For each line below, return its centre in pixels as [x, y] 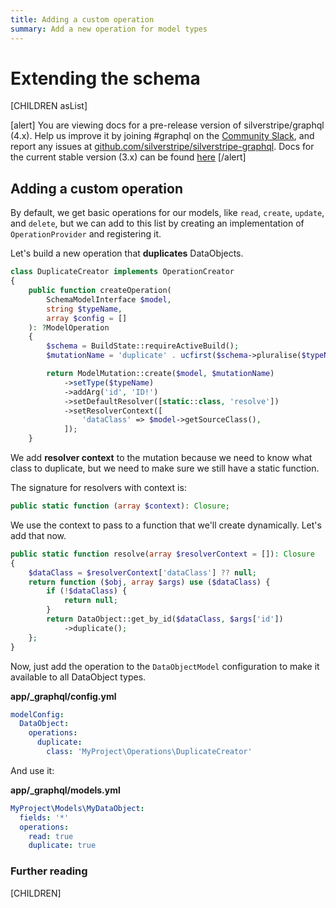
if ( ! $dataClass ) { [87, 591]
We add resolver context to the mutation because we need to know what [161, 457]
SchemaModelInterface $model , [109, 299]
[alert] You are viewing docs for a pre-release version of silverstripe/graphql [167, 125]
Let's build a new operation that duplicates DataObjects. [127, 253]
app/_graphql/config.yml [63, 696]
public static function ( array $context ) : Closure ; [120, 506]
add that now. [38, 535]
